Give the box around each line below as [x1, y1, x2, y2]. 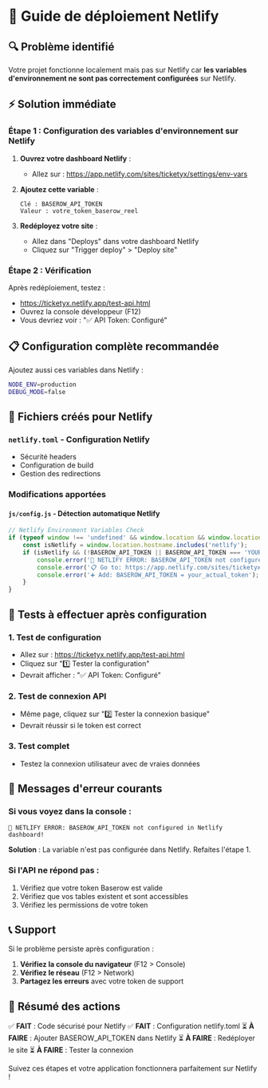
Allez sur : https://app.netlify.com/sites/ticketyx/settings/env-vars [31, 169, 248, 179]
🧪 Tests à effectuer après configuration [8, 608, 207, 621]
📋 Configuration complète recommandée [8, 340, 219, 353]
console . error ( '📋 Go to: [37, 563, 122, 571]
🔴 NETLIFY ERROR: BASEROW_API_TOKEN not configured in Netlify [8, 824, 223, 832]
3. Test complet [8, 741, 70, 752]
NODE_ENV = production [8, 380, 77, 388]
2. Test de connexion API [8, 690, 107, 701]
